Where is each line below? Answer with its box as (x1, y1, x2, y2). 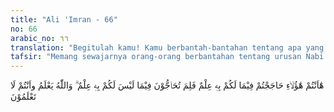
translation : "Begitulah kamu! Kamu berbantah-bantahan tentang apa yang (10, 42, 325, 53)
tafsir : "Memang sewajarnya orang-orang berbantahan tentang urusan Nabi (10, 52, 325, 62)
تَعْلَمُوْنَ (10, 91, 37, 103)
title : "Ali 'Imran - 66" (10, 14, 118, 25)
